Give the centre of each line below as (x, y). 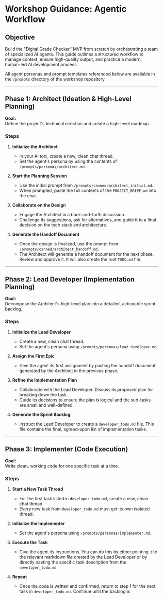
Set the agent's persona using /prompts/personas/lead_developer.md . (89, 347)
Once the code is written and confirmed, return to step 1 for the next (88, 586)
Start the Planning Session (39, 176)
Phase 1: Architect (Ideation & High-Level (68, 99)
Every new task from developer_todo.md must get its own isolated (84, 509)
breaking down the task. (43, 395)
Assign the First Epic (33, 356)
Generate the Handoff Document (46, 234)
